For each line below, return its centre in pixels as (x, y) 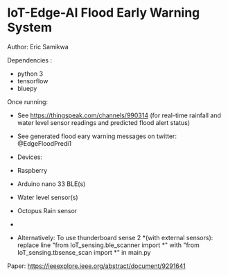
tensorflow (33, 81)
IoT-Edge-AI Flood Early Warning (104, 13)
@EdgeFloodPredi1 (44, 143)
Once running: (28, 101)
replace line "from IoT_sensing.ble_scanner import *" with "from (108, 245)
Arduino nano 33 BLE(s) (51, 184)
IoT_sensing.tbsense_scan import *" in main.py (84, 252)
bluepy (27, 88)
